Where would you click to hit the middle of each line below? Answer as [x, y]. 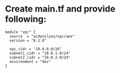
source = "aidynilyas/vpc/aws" [42, 36]
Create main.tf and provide [60, 9]
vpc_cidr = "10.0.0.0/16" [36, 49]
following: [26, 19]
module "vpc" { [20, 32]
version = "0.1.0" [28, 40]
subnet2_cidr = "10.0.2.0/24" [40, 57]
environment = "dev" [30, 61]
